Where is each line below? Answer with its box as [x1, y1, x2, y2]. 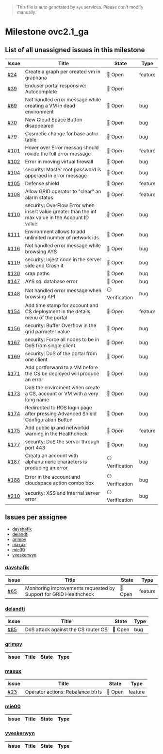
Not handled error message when [25, 287, 102, 294]
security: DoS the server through [25, 438, 99, 445]
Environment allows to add [25, 228, 86, 235]
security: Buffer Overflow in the [25, 322, 97, 329]
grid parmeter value [25, 328, 70, 335]
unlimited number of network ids [25, 234, 99, 241]
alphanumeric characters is [25, 458, 87, 465]
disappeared [25, 123, 54, 129]
